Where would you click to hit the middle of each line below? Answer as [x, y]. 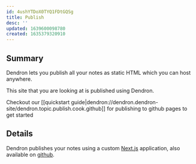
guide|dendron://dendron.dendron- [115, 102]
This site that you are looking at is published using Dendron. [80, 90]
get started [20, 115]
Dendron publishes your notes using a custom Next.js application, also [93, 148]
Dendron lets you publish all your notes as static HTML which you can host [99, 72]
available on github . [31, 154]
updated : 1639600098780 [36, 28]
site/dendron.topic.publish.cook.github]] [56, 108]
